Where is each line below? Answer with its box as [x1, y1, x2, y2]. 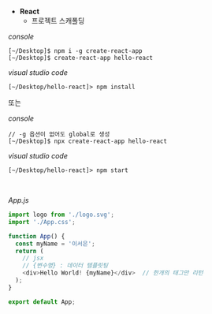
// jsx [22, 254, 44, 263]
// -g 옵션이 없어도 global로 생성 [8, 130, 110, 138]
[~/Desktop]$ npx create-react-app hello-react [8, 137, 168, 145]
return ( [15, 247, 44, 255]
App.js [8, 196, 29, 204]
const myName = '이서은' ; [15, 240, 96, 248]
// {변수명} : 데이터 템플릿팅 [22, 262, 109, 270]
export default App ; [8, 297, 76, 306]
